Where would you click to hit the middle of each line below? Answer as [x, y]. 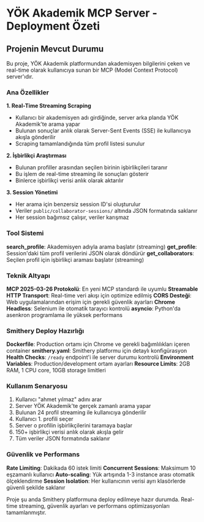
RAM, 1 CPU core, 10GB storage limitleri [56, 370]
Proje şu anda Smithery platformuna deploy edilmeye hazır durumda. [93, 499]
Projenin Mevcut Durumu [55, 49]
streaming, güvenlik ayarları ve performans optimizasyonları [94, 505]
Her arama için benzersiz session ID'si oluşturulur [78, 204]
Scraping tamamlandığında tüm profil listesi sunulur [80, 144]
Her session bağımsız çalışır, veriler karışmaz [72, 217]
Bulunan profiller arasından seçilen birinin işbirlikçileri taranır [91, 167]
